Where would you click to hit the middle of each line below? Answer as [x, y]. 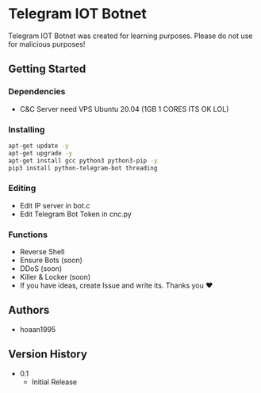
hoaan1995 [38, 329]
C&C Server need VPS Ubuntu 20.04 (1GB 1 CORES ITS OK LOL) [124, 109]
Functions [28, 235]
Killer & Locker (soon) [55, 277]
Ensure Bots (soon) [51, 260]
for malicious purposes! [47, 44]
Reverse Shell [42, 252]
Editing [22, 189]
